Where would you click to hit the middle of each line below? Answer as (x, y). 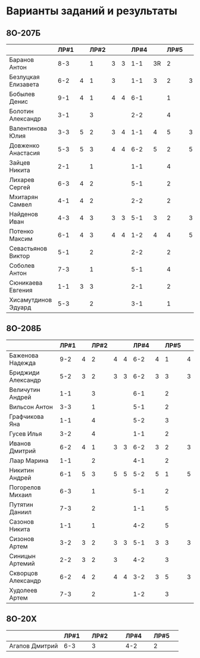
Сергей (20, 187)
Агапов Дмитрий (34, 645)
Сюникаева (26, 283)
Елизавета (24, 84)
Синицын (22, 556)
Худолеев (23, 590)
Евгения (21, 290)
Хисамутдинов (31, 300)
